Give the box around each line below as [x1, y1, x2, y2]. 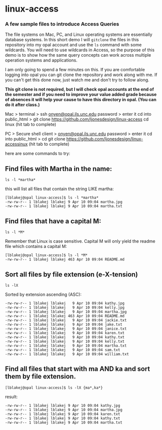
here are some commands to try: [5, 151, 70, 156]
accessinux [5, 141, 28, 147]
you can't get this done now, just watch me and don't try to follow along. [5, 77, 149, 83]
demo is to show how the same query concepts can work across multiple [5, 52, 151, 58]
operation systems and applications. [5, 57, 78, 63]
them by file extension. [5, 372, 76, 381]
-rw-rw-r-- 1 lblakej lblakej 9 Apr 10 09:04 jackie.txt [5, 318, 127, 322]
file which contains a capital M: [5, 244, 67, 249]
